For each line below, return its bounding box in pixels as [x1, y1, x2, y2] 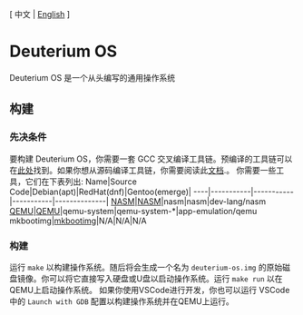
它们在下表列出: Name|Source [24, 176, 138, 187]
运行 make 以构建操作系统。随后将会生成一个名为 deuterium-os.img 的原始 [9, 261, 283, 272]
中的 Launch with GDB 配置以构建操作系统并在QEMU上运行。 [9, 295, 234, 307]
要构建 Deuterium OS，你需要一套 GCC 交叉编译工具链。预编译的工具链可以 [9, 153, 293, 164]
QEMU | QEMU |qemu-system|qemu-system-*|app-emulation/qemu [9, 205, 258, 216]
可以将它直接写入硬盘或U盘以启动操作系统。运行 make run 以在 [48, 272, 283, 284]
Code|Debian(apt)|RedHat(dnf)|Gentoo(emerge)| [9, 186, 192, 197]
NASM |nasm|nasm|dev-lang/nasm [137, 195, 266, 207]
